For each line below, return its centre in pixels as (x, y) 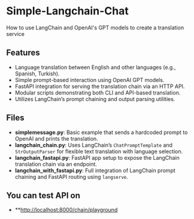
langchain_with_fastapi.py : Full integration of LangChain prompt (95, 170)
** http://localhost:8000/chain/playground (66, 210)
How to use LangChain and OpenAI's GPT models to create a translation (95, 28)
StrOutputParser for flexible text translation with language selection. (99, 151)
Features (23, 53)
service (16, 34)
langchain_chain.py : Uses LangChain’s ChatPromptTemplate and (93, 145)
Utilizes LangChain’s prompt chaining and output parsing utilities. (95, 99)
